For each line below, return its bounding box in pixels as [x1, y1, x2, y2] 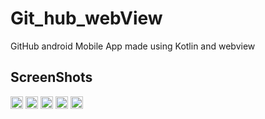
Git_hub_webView [10, 7, 163, 30]
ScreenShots [10, 69, 93, 86]
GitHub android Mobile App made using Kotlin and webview [10, 40, 256, 52]
